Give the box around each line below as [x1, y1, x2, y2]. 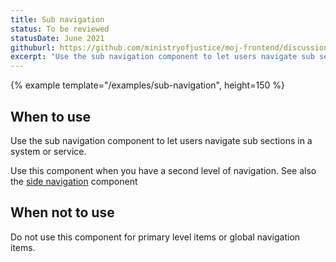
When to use [10, 108, 92, 125]
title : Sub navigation [10, 14, 105, 25]
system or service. [10, 145, 87, 157]
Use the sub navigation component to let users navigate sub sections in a [10, 134, 313, 146]
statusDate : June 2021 [10, 33, 105, 43]
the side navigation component [10, 175, 138, 187]
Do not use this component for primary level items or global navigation [10, 231, 301, 243]
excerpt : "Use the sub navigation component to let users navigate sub [10, 52, 315, 62]
